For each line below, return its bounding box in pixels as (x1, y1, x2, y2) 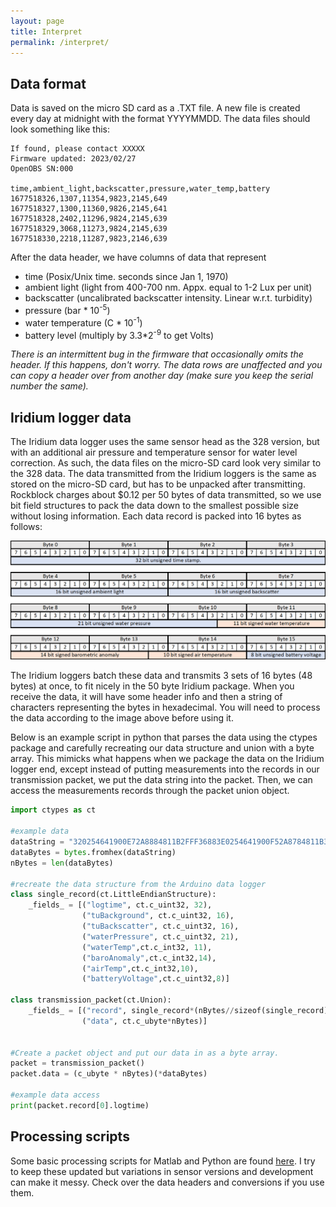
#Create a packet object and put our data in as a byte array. (10, 1048, 280, 1058)
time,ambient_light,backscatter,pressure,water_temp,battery (10, 184, 271, 194)
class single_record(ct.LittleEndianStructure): (10, 890, 217, 900)
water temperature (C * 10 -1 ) (24, 315, 143, 329)
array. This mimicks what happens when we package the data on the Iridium (10, 753, 325, 765)
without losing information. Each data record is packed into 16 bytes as (10, 510, 302, 522)
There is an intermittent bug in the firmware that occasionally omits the (10, 348, 304, 360)
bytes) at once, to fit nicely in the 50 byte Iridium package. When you (10, 680, 295, 692)
